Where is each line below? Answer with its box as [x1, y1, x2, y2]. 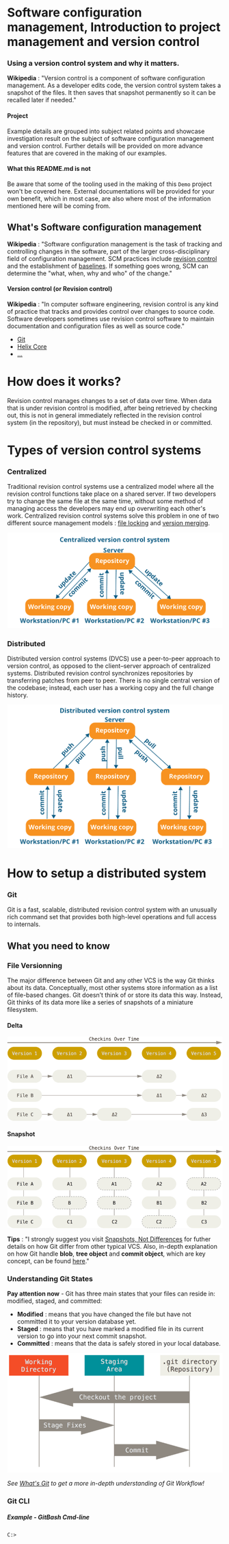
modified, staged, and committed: [7, 1297, 103, 1305]
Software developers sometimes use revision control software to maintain [7, 314, 215, 323]
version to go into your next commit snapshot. [16, 1332, 147, 1340]
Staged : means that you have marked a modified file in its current [16, 1325, 204, 1333]
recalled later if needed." [7, 96, 77, 104]
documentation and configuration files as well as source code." [7, 321, 185, 330]
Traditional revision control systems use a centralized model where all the [7, 483, 214, 491]
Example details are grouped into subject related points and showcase [7, 127, 205, 135]
